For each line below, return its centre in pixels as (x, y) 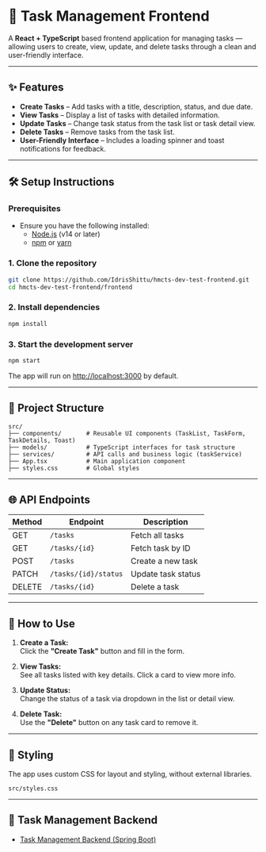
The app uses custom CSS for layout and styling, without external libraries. (130, 774)
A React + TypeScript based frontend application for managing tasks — (125, 38)
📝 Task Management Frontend (109, 16)
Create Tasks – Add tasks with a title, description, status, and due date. (136, 106)
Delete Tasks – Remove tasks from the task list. (97, 132)
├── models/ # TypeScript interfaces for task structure (122, 447)
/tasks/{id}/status (87, 574)
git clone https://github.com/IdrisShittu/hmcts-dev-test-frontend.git (129, 280)
